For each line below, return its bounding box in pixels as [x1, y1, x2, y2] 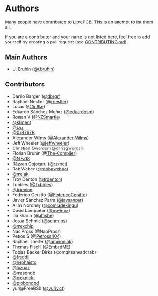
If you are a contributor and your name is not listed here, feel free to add [5, 34, 150, 40]
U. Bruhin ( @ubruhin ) [12, 66, 55, 72]
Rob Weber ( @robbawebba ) [12, 166, 69, 171]
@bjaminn [12, 187, 33, 192]
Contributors [5, 80, 45, 88]
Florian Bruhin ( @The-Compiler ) [12, 150, 77, 156]
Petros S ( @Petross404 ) [12, 233, 61, 239]
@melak [12, 171, 29, 177]
